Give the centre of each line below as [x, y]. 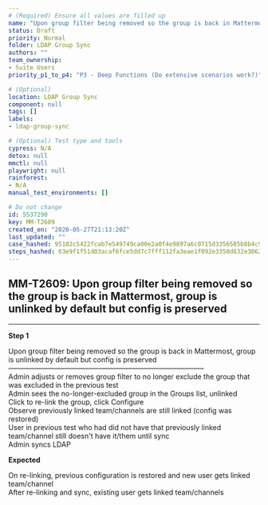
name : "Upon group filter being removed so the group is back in [119, 23]
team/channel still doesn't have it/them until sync [89, 436]
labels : [21, 119]
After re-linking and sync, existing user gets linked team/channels [116, 492]
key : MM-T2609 [32, 222]
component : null [35, 105]
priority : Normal [37, 38]
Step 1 [19, 335]
